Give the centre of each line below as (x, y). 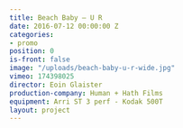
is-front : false (40, 59)
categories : (32, 34)
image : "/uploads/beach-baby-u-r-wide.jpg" (92, 69)
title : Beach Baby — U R (56, 18)
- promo (24, 43)
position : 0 (32, 51)
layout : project (40, 110)
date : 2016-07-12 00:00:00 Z (64, 26)
